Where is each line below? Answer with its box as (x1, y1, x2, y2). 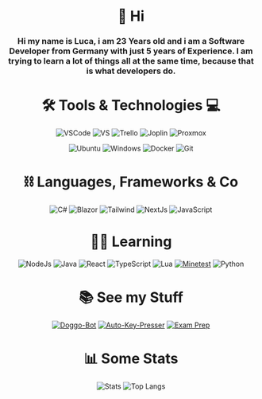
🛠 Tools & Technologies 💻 (41, 96, 221, 115)
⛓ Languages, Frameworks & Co (24, 173, 238, 191)
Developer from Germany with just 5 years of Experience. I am (9, 45, 253, 57)
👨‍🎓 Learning (90, 233, 172, 251)
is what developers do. (86, 65, 176, 76)
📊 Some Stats (83, 350, 179, 368)
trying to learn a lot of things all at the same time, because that (8, 56, 254, 67)
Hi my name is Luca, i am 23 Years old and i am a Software (17, 36, 245, 47)
